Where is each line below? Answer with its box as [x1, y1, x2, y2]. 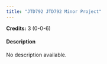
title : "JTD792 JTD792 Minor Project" [6, 8, 102, 15]
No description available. [6, 51, 67, 58]
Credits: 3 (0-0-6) [6, 25, 51, 32]
